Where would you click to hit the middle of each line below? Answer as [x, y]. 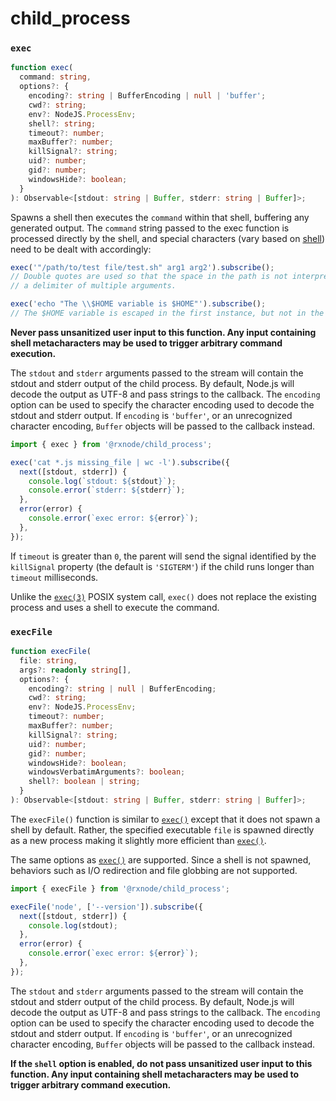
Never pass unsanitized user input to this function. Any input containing [163, 332]
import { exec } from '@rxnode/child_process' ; [111, 444]
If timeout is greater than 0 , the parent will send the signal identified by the [163, 556]
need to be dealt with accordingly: [81, 249]
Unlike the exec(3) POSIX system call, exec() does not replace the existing [163, 596]
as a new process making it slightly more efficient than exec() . [138, 840]
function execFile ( [51, 652]
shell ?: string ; [62, 123]
